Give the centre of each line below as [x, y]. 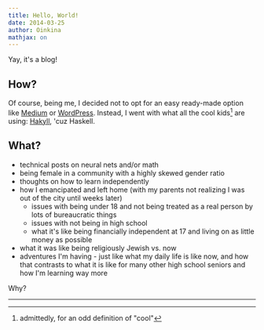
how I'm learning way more [64, 273]
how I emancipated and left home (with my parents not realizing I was [132, 190]
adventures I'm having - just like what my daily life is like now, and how [134, 256]
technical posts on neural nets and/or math [89, 165]
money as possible [62, 239]
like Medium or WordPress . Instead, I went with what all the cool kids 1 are [126, 112]
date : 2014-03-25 [37, 23]
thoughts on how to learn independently [84, 181]
